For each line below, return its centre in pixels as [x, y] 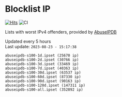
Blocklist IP [28, 9]
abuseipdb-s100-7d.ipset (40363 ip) [42, 68]
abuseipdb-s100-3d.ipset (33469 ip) [42, 64]
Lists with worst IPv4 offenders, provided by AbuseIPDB [61, 32]
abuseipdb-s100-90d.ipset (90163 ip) [43, 81]
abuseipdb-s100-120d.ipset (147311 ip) [45, 85]
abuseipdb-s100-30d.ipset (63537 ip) [43, 72]
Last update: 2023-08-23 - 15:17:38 [41, 46]
